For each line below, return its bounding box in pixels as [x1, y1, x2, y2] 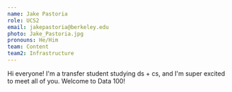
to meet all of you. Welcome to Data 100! [7, 76, 126, 85]
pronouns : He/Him [7, 37, 59, 44]
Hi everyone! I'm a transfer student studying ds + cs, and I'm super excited [7, 69, 226, 78]
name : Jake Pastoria [7, 10, 69, 18]
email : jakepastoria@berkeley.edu [7, 23, 110, 30]
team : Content [7, 43, 50, 50]
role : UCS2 [7, 17, 40, 24]
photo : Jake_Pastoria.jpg [7, 30, 83, 38]
